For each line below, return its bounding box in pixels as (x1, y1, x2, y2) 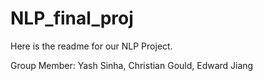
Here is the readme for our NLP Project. (10, 40, 173, 52)
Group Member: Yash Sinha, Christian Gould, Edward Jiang (10, 59, 254, 71)
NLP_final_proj (10, 7, 134, 30)
